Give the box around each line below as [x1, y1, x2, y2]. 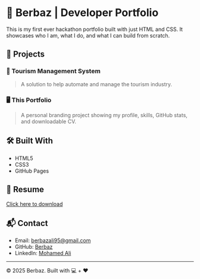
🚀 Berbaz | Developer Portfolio [6, 6, 159, 20]
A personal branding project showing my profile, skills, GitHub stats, [20, 111, 187, 118]
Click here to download [6, 200, 63, 208]
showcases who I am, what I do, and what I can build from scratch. [6, 32, 170, 39]
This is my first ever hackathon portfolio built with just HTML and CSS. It [6, 26, 183, 33]
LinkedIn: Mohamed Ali [14, 250, 71, 257]
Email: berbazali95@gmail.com [14, 237, 91, 244]
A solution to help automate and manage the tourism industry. [20, 80, 173, 87]
